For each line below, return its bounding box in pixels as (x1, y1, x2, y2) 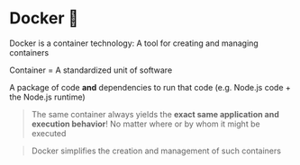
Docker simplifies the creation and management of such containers (31, 145, 282, 156)
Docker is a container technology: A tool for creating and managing (9, 38, 259, 48)
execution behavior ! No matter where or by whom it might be (31, 118, 260, 129)
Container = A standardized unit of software (9, 65, 173, 75)
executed (31, 127, 67, 138)
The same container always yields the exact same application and (31, 109, 279, 119)
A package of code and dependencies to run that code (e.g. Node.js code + (9, 82, 291, 92)
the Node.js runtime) (9, 91, 86, 102)
